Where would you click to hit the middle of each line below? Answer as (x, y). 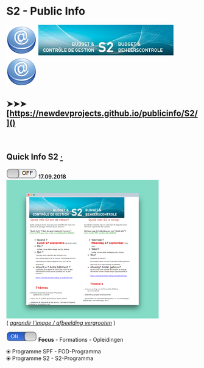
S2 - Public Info (46, 11)
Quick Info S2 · (35, 157)
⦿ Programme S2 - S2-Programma (50, 358)
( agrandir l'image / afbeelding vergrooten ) (61, 323)
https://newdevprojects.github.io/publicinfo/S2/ (104, 114)
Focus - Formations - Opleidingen (81, 339)
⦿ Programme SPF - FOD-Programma (54, 351)
